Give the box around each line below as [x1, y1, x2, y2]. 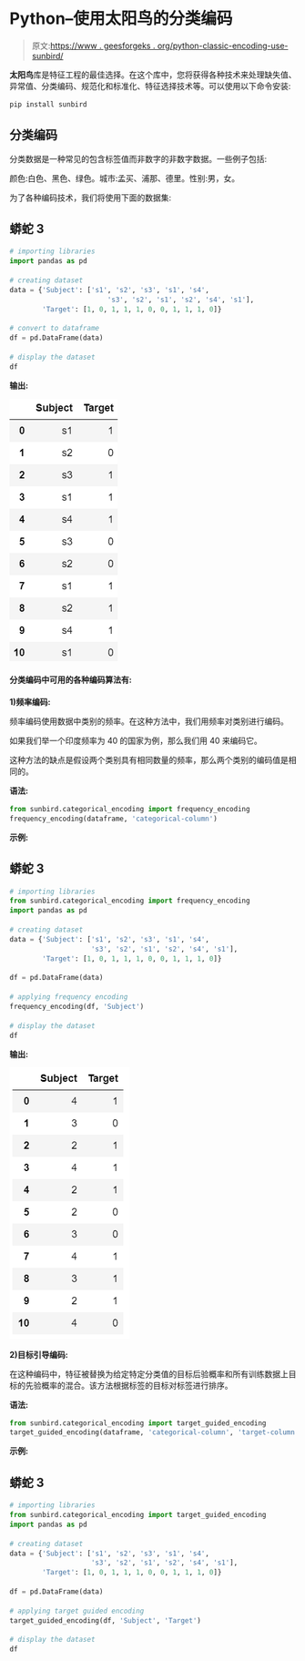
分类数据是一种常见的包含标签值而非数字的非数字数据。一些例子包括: [9, 153, 268, 164]
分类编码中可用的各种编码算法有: [9, 675, 132, 686]
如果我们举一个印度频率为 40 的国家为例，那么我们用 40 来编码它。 [9, 735, 262, 747]
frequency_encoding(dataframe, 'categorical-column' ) [9, 814, 219, 823]
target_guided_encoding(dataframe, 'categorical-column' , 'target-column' [9, 1428, 300, 1437]
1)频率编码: [9, 697, 51, 708]
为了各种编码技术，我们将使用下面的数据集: [9, 192, 172, 203]
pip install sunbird [9, 99, 88, 109]
